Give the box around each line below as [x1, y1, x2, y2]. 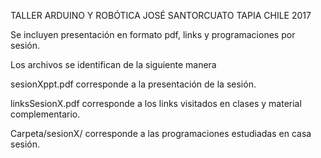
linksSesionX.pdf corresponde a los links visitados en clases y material [10, 98, 302, 109]
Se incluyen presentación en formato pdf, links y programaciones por [10, 29, 296, 40]
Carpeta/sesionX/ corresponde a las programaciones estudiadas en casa [10, 128, 312, 139]
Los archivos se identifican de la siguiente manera [10, 59, 217, 70]
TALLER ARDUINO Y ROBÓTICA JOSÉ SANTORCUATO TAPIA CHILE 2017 [10, 10, 312, 21]
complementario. [10, 108, 81, 120]
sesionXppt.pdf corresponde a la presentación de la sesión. [10, 78, 257, 90]
